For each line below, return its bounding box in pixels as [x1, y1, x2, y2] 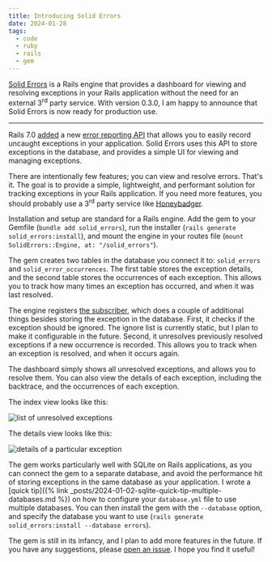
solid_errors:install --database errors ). [8, 520, 151, 530]
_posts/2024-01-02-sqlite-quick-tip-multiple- [70, 486, 223, 496]
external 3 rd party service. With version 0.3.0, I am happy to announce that [8, 96, 257, 108]
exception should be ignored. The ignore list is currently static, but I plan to [8, 323, 259, 333]
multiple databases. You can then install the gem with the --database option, [8, 503, 263, 513]
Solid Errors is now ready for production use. [8, 106, 158, 116]
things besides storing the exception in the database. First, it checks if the [8, 314, 255, 324]
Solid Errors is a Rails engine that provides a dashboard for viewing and [8, 79, 247, 89]
